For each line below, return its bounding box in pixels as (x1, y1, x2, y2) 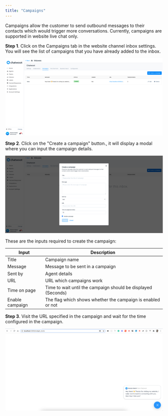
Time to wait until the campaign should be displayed (45, 285, 152, 291)
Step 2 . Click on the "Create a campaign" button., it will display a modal (5, 140, 152, 146)
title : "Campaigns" (5, 8, 46, 13)
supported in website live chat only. (5, 33, 78, 39)
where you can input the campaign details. (5, 145, 93, 151)
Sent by (7, 271, 23, 277)
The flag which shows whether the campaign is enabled (45, 297, 160, 303)
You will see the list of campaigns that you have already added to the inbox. (5, 48, 161, 54)
